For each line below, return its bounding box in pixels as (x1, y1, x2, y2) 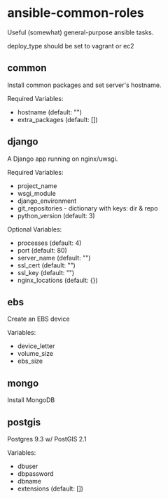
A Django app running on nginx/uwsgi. (7, 154, 118, 163)
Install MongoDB (7, 396, 55, 404)
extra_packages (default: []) (17, 115, 98, 124)
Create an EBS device (7, 314, 70, 324)
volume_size (17, 350, 54, 358)
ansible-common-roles (7, 5, 145, 21)
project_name (17, 181, 57, 190)
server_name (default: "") (17, 253, 91, 262)
